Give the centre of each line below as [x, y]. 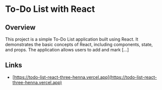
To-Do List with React [50, 9]
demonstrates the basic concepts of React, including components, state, [79, 45]
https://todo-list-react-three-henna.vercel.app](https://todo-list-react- [85, 77]
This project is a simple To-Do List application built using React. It [72, 39]
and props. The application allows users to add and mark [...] [67, 50]
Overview [20, 27]
